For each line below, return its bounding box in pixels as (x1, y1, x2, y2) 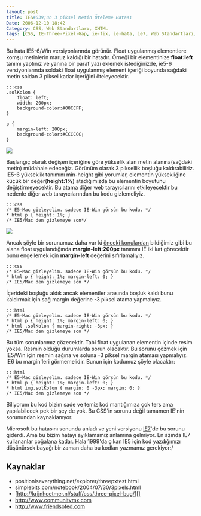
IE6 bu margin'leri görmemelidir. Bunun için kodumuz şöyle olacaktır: (6, 358, 175, 365)
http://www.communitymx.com (14, 496, 92, 503)
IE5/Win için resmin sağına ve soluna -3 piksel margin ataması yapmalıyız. (6, 352, 188, 359)
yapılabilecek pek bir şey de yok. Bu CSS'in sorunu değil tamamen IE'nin (6, 407, 184, 414)
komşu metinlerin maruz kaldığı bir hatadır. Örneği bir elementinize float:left (6, 54, 193, 61)
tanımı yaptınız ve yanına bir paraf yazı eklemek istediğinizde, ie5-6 (6, 60, 172, 68)
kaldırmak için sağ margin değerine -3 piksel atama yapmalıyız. (6, 296, 162, 303)
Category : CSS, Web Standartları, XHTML (6, 25, 109, 32)
